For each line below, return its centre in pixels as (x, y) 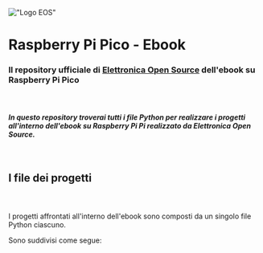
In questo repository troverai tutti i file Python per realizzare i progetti (127, 117)
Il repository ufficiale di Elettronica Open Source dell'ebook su (132, 70)
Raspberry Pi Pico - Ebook (97, 45)
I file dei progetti (50, 178)
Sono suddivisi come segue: (55, 240)
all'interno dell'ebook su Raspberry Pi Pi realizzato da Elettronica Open (130, 126)
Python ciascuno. (37, 225)
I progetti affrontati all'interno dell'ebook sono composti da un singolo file (130, 216)
